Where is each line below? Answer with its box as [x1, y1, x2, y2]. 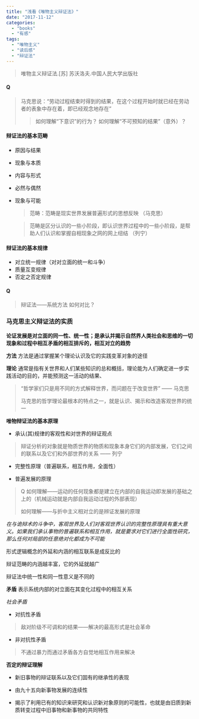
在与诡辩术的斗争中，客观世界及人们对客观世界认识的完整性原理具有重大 [6, 520, 182, 528]
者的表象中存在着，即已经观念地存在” [20, 105, 111, 112]
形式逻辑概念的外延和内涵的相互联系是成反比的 [6, 548, 120, 555]
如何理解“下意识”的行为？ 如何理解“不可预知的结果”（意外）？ [35, 117, 187, 124]
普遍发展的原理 [14, 475, 52, 482]
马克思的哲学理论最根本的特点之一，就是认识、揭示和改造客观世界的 [20, 397, 187, 404]
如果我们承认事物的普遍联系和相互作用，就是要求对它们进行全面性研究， [16, 528, 193, 535]
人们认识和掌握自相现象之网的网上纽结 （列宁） [34, 229, 151, 237]
